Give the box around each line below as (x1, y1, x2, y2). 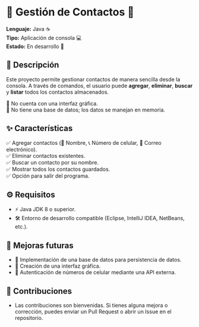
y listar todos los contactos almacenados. (6, 88, 109, 96)
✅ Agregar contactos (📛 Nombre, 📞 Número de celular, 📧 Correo (6, 139, 162, 146)
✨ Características (6, 123, 73, 134)
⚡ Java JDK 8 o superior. (14, 206, 76, 213)
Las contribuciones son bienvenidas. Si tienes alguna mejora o (14, 302, 168, 309)
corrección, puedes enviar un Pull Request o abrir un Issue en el (14, 308, 172, 315)
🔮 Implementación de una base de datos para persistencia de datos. (14, 256, 182, 263)
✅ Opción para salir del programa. (6, 172, 90, 179)
